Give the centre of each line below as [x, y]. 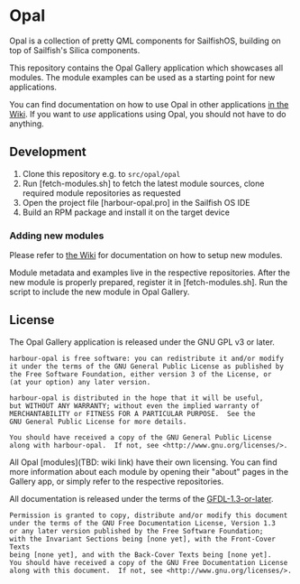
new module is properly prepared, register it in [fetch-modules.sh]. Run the [149, 283]
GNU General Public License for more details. [98, 422]
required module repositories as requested [101, 193]
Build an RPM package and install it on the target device [126, 212]
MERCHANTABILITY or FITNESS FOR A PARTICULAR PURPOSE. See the [132, 413]
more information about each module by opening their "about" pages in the [149, 471]
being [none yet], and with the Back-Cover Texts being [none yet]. [141, 555]
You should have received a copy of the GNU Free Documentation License [149, 562]
